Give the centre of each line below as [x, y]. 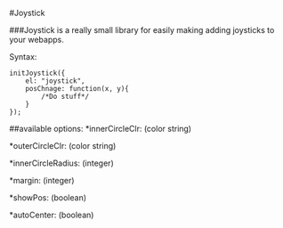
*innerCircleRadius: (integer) [61, 163]
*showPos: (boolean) [48, 198]
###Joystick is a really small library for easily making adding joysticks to [142, 30]
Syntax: [23, 57]
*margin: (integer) [42, 180]
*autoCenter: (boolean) [52, 215]
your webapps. [36, 40]
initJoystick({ [37, 73]
